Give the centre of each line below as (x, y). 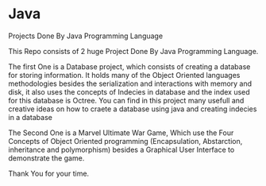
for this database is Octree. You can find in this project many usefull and (126, 100)
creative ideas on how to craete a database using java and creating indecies (133, 109)
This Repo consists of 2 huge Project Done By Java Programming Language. (133, 51)
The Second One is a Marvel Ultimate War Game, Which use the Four (121, 133)
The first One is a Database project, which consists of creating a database (129, 66)
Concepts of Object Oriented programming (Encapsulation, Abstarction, (125, 141)
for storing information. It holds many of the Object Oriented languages (124, 75)
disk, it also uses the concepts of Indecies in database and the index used (129, 91)
